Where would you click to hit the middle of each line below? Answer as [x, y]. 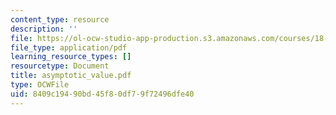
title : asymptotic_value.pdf [71, 76]
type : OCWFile [40, 85]
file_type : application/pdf [69, 47]
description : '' [44, 29]
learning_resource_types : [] [71, 57]
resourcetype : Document [60, 66]
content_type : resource [60, 19]
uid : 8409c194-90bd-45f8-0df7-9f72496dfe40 [102, 94]
